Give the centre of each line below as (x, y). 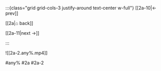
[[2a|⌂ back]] (19, 23)
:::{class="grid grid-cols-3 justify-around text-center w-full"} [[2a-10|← (81, 8)
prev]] (12, 13)
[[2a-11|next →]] (22, 33)
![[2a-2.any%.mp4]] (26, 53)
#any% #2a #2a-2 (25, 63)
